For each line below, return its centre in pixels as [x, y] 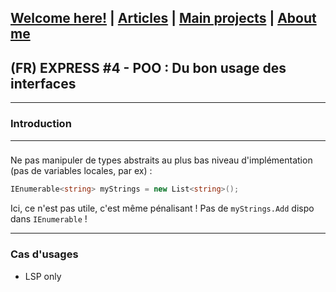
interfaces [43, 83]
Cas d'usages [44, 254]
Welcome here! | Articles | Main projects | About [163, 18]
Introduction [41, 124]
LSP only [43, 276]
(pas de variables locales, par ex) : [81, 171]
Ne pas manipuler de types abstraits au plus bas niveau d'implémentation [161, 160]
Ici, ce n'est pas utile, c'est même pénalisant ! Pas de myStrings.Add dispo [162, 208]
